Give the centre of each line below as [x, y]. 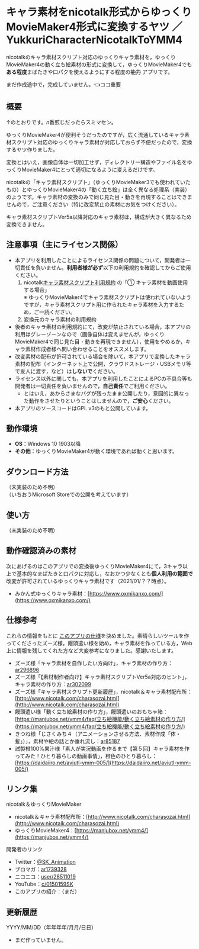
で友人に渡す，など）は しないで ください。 [66, 371]
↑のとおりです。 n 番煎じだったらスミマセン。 [61, 122]
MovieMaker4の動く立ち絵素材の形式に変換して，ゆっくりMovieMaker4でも [99, 64]
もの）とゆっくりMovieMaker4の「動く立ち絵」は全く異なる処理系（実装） [98, 189]
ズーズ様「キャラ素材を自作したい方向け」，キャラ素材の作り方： [94, 663]
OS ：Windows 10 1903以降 [48, 444]
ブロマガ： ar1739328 [41, 869]
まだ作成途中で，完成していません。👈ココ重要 [64, 84]
